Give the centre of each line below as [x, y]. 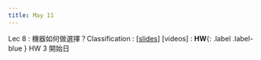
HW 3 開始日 [49, 48]
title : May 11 [31, 15]
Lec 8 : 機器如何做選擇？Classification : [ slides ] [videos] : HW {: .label [120, 38]
